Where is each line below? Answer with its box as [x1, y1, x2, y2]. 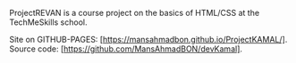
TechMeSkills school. [9, 17, 88, 28]
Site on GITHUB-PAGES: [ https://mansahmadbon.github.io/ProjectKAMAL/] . [9, 35, 288, 44]
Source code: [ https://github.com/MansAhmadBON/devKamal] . [9, 43, 243, 54]
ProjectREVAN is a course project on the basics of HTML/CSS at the [9, 8, 260, 18]
